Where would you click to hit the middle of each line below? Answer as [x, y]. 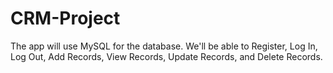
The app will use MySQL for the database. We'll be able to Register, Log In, [164, 46]
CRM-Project [65, 18]
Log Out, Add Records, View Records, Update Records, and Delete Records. [166, 56]
